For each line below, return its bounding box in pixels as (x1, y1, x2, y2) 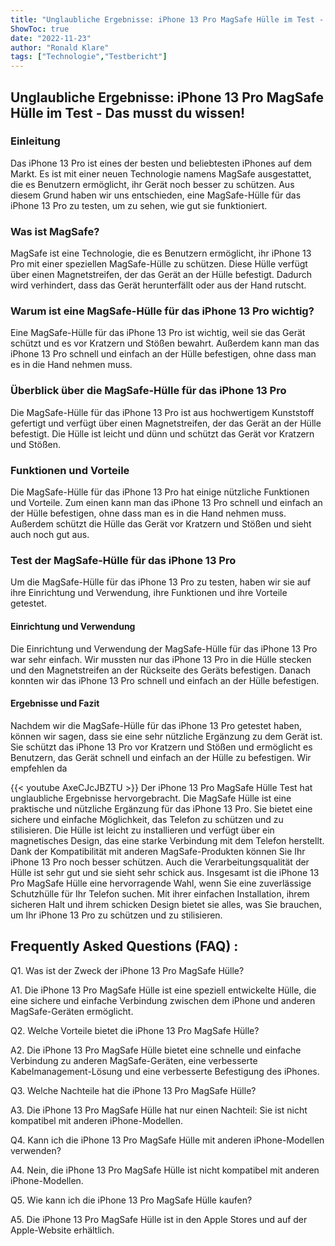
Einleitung (10, 134, 61, 148)
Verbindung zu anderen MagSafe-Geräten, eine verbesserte (10, 1054, 258, 1066)
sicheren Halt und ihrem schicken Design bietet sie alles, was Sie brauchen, (10, 898, 322, 910)
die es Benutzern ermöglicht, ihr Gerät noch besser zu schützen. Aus (10, 178, 295, 190)
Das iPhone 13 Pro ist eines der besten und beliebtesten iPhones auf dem (10, 157, 312, 169)
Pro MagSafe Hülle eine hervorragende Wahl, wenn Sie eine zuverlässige (10, 877, 312, 889)
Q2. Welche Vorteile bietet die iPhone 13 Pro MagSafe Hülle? (10, 1024, 260, 1036)
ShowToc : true (10, 24, 70, 34)
